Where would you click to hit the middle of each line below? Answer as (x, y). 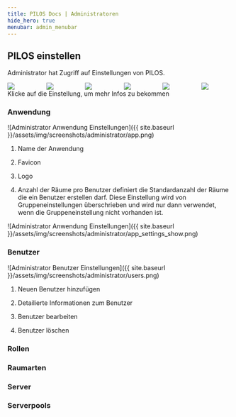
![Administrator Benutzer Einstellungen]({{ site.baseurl (86, 267)
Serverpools (29, 406)
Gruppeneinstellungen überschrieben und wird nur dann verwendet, (117, 205)
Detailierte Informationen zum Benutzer (75, 303)
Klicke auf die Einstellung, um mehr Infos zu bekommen (89, 94)
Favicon (29, 162)
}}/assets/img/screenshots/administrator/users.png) (83, 275)
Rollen (18, 348)
